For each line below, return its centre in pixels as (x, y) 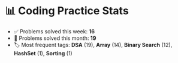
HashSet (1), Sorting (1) (43, 53)
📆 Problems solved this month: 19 (55, 38)
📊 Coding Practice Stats (67, 11)
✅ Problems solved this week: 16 (54, 31)
